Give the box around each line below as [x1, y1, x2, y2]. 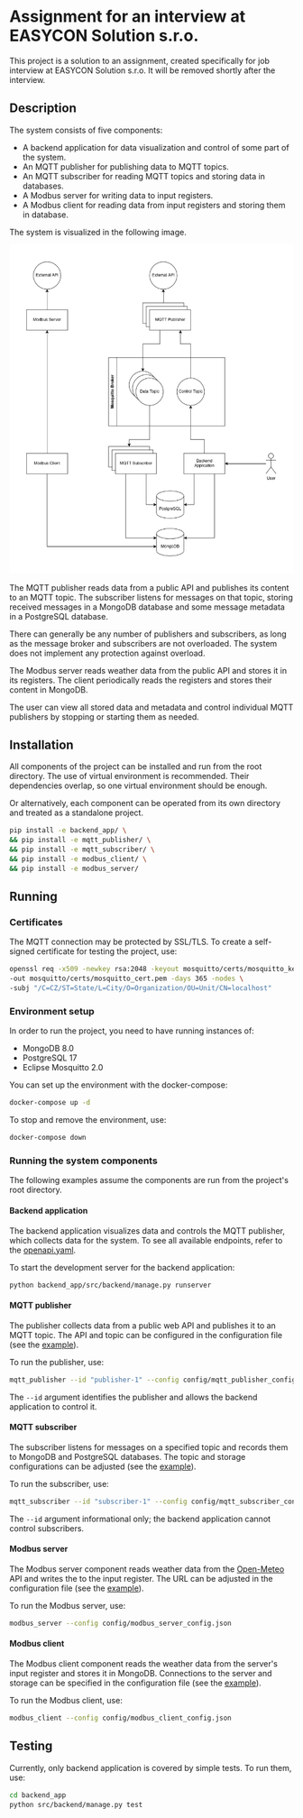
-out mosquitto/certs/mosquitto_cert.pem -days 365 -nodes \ [9, 974, 244, 984]
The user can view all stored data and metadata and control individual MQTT [9, 702, 294, 712]
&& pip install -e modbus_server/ [9, 864, 140, 873]
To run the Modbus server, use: [9, 1600, 126, 1611]
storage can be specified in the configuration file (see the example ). [9, 1677, 262, 1688]
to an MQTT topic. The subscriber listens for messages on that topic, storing [9, 592, 293, 602]
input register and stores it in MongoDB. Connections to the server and [9, 1667, 272, 1678]
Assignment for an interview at [9, 6, 246, 27]
